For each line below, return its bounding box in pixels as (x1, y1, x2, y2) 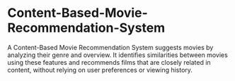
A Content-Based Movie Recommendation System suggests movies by (7, 43, 214, 51)
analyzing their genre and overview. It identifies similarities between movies (7, 51, 228, 59)
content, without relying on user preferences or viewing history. (7, 66, 193, 74)
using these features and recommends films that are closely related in (7, 58, 211, 66)
